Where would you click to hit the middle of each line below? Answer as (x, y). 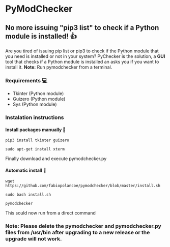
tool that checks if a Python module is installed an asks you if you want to (82, 62)
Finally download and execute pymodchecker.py (56, 159)
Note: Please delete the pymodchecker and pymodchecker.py (83, 226)
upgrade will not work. (34, 238)
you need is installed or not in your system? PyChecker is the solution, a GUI (85, 56)
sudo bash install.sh (28, 194)
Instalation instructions (35, 117)
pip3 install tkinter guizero (37, 140)
